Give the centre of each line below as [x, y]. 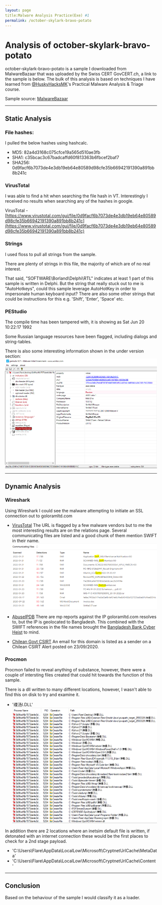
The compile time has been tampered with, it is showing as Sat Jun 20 [75, 322]
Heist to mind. [26, 632]
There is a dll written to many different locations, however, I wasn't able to [78, 690]
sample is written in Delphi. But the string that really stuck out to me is [74, 283]
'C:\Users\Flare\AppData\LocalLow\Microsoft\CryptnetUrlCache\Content [84, 861]
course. [13, 89]
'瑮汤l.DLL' [22, 705]
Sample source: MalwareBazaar [37, 99]
